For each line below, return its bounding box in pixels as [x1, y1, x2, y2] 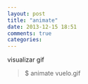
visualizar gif [7, 55, 44, 64]
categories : [7, 36, 42, 43]
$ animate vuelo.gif [24, 69, 81, 78]
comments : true [7, 29, 52, 37]
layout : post [7, 10, 46, 17]
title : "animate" [7, 17, 58, 24]
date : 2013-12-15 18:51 [7, 23, 77, 30]
